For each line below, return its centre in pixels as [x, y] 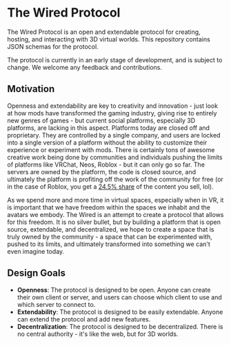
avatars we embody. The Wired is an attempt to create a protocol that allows [115, 214]
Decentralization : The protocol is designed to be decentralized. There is [120, 326]
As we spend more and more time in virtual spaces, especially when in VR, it [115, 200]
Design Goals [36, 273]
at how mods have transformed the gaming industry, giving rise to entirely [112, 113]
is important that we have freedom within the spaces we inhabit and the [109, 207]
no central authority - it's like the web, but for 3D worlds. [98, 334]
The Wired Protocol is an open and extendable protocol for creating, [104, 32]
